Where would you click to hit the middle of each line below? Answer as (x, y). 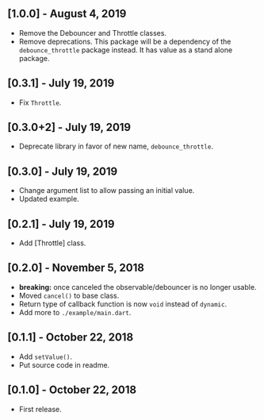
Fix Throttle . (40, 102)
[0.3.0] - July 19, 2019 (63, 171)
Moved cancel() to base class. (69, 295)
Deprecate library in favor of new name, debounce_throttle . (116, 146)
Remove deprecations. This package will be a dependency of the (125, 41)
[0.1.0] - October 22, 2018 (72, 390)
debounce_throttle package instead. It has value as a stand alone (126, 50)
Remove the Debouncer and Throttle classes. (93, 33)
